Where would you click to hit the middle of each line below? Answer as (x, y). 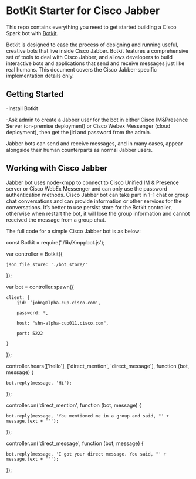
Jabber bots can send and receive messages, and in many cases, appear (94, 143)
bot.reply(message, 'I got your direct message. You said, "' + (86, 454)
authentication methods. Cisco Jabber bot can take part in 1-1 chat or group (98, 195)
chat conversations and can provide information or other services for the (94, 201)
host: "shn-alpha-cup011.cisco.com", (63, 323)
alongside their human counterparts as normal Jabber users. (80, 150)
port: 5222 (30, 333)
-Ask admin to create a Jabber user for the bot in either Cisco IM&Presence (97, 120)
